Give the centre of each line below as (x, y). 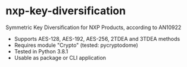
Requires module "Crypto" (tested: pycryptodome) (76, 45)
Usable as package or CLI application (60, 58)
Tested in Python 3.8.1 (41, 51)
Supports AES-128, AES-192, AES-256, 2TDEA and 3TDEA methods (97, 39)
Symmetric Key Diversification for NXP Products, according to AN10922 (93, 27)
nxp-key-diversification (66, 11)
